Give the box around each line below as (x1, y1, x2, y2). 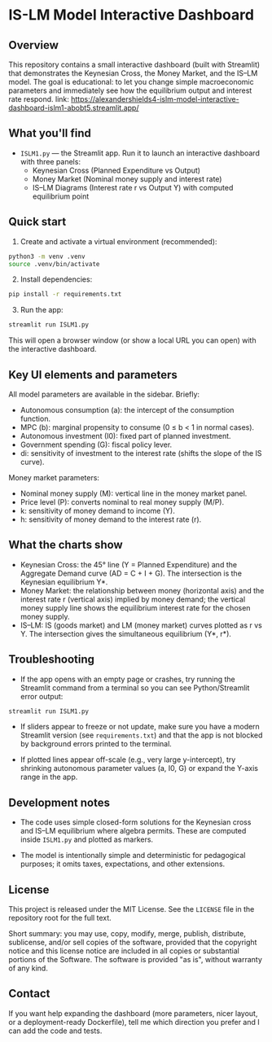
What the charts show (8, 538, 124, 552)
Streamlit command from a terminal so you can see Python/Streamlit (20, 682, 250, 693)
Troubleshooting (8, 653, 95, 667)
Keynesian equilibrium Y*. (20, 576, 108, 587)
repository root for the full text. (8, 913, 112, 923)
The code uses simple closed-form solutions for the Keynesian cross (20, 817, 252, 827)
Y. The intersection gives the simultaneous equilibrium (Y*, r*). (20, 628, 232, 638)
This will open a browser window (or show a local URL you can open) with (8, 335, 257, 345)
